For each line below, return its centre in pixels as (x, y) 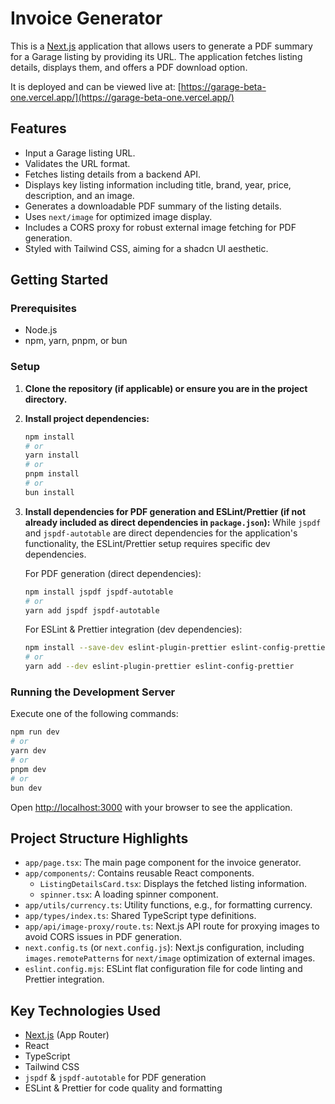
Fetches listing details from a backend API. (113, 174)
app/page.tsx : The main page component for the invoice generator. (163, 863)
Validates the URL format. (77, 163)
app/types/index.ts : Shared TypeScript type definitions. (140, 916)
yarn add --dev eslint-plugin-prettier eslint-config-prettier (159, 667)
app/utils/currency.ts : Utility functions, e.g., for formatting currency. (168, 905)
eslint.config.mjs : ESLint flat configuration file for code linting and (163, 969)
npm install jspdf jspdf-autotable (99, 592)
